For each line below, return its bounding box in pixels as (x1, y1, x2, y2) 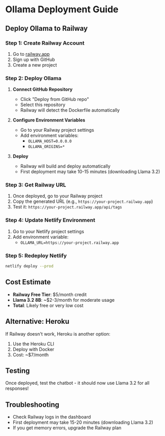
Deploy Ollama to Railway (5, 24, 88, 33)
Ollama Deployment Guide (5, 4, 119, 15)
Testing (5, 366, 30, 375)
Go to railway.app (12, 51, 50, 57)
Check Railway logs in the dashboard (12, 414, 91, 420)
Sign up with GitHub (12, 56, 55, 63)
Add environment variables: (20, 132, 79, 139)
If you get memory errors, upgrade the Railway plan (12, 425, 122, 431)
